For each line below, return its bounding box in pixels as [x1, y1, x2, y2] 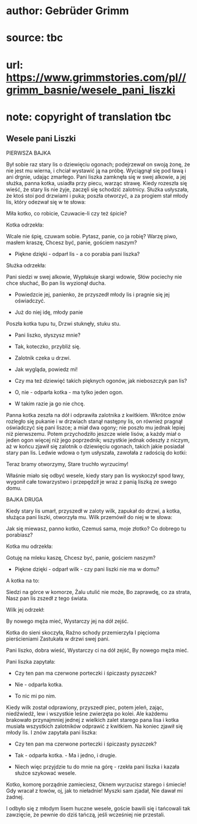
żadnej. [6, 793, 25, 800]
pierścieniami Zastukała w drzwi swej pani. [6, 635, 110, 642]
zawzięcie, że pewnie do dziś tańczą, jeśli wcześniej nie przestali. [6, 811, 166, 818]
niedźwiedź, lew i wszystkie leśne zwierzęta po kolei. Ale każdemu [6, 710, 168, 717]
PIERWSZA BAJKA [6, 149, 51, 156]
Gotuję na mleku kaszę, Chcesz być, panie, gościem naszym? [6, 554, 156, 561]
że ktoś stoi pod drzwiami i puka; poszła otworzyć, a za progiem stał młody [6, 192, 188, 199]
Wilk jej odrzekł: [6, 606, 45, 613]
